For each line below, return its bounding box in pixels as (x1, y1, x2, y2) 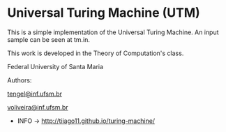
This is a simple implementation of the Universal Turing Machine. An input (7, 28, 219, 36)
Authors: (7, 75, 32, 85)
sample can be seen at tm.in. (7, 35, 91, 43)
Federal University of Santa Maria (7, 62, 103, 71)
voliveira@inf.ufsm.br (7, 103, 68, 111)
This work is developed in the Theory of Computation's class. (7, 49, 184, 57)
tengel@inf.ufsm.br (7, 89, 63, 98)
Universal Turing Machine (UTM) (7, 5, 200, 21)
